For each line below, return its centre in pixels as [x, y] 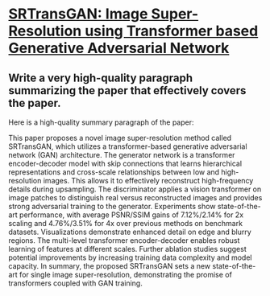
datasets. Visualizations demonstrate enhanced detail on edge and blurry [130, 232]
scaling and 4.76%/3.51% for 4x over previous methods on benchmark [126, 223]
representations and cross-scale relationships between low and [114, 172]
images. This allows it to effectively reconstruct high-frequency [148, 181]
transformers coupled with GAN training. [75, 283]
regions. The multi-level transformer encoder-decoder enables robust [124, 240]
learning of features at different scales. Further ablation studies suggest [128, 249]
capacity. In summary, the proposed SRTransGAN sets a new [110, 266]
